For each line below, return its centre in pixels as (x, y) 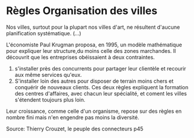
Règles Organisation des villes (82, 11)
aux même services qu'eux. (48, 75)
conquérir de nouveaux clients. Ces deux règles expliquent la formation (101, 87)
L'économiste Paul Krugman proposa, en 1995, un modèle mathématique (94, 45)
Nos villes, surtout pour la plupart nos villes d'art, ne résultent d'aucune (93, 27)
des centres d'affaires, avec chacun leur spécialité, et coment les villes (101, 93)
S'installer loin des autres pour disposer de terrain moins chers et (94, 81)
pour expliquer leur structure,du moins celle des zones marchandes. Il (91, 51)
